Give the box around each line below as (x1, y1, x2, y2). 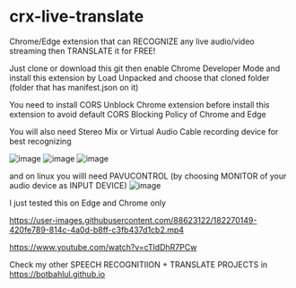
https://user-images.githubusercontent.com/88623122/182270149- (9, 214, 257, 225)
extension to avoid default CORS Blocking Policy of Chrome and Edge (9, 109, 266, 119)
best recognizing (9, 135, 72, 146)
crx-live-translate (9, 6, 144, 27)
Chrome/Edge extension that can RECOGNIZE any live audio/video (9, 36, 255, 47)
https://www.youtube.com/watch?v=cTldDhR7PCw (9, 241, 197, 252)
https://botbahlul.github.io (9, 268, 106, 279)
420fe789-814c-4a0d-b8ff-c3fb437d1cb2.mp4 (9, 224, 185, 235)
